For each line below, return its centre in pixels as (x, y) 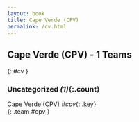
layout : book (26, 14)
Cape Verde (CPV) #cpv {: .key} (52, 104)
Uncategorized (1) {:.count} (54, 89)
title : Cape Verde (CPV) (43, 20)
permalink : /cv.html (37, 26)
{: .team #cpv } (28, 112)
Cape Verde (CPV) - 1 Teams (69, 54)
